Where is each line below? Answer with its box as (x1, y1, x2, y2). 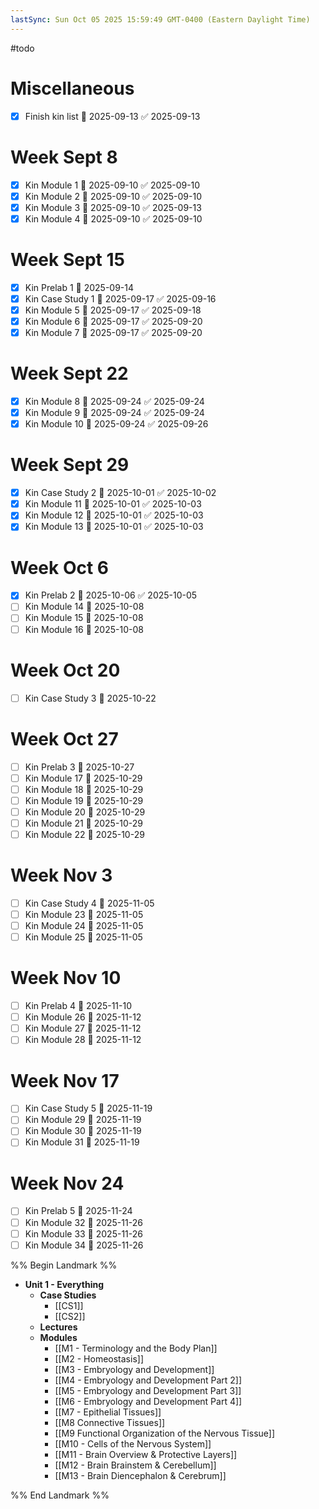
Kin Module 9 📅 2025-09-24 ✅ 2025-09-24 (24, 407, 205, 419)
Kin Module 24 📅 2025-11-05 (24, 920, 144, 931)
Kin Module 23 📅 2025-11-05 (24, 908, 144, 920)
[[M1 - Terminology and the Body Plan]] (54, 1342, 218, 1354)
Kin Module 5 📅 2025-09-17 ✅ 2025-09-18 (24, 304, 202, 316)
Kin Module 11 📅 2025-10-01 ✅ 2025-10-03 (24, 498, 202, 510)
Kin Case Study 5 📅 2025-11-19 (24, 1102, 153, 1115)
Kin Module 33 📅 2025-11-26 (24, 1227, 143, 1240)
